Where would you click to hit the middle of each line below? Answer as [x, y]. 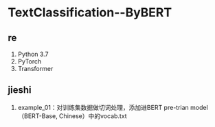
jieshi [20, 90]
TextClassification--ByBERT [90, 13]
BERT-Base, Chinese [53, 116]
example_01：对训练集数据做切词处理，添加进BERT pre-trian [103, 107]
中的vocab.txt [107, 116]
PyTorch [30, 61]
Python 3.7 [33, 54]
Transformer [35, 69]
